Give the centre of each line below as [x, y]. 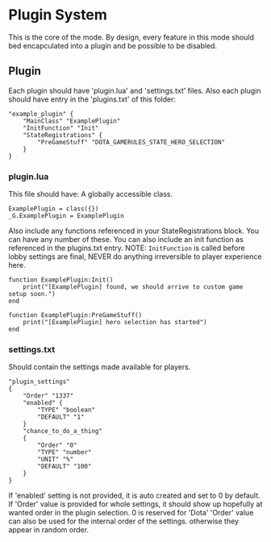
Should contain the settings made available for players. [100, 367]
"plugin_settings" [39, 382]
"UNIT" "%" [56, 460]
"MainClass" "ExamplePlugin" [72, 121]
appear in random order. [49, 530]
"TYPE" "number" [65, 452]
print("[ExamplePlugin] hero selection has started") [115, 323]
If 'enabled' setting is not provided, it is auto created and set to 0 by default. [134, 496]
